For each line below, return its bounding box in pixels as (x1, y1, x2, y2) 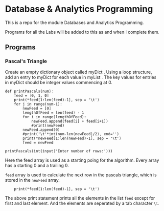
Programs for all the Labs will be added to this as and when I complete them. (5, 29, 160, 35)
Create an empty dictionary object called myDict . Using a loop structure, (5, 69, 152, 75)
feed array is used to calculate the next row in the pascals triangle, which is (5, 172, 157, 178)
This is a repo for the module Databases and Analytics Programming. (5, 20, 144, 25)
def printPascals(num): (5, 89, 54, 94)
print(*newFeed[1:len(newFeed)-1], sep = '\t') (23, 136, 121, 141)
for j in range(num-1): (14, 102, 63, 106)
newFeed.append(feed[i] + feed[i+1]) (31, 119, 109, 124)
